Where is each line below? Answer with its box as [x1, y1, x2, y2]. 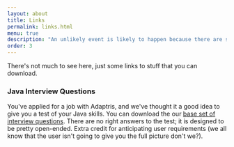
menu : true [7, 29, 39, 37]
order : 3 [7, 42, 33, 49]
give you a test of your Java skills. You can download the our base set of [7, 109, 216, 118]
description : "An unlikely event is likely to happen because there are [7, 36, 223, 43]
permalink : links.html [7, 23, 73, 30]
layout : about [7, 10, 49, 17]
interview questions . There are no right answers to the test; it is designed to [7, 117, 224, 125]
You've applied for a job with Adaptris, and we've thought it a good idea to [7, 102, 221, 111]
